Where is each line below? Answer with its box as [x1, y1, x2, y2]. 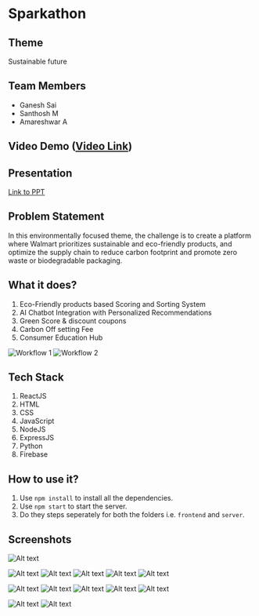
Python [19, 441, 43, 451]
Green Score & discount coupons [19, 315, 127, 326]
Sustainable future [8, 56, 68, 66]
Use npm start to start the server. [19, 501, 128, 511]
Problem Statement [8, 210, 105, 224]
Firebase [19, 450, 49, 459]
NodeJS [19, 425, 46, 434]
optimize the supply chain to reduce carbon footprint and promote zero [8, 247, 237, 257]
